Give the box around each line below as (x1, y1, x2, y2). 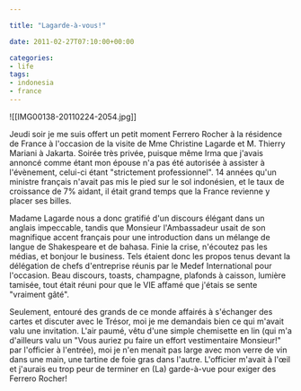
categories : (9, 53, 54, 63)
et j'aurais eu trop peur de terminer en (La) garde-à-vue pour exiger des (9, 363, 277, 374)
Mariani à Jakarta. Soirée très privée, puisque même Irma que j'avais (9, 147, 263, 158)
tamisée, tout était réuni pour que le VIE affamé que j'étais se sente (9, 279, 258, 290)
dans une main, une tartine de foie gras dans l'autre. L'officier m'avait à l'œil (9, 353, 290, 364)
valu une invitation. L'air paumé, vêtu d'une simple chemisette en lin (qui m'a (9, 325, 292, 336)
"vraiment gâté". (9, 289, 70, 300)
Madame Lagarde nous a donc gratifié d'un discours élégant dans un (9, 213, 265, 223)
